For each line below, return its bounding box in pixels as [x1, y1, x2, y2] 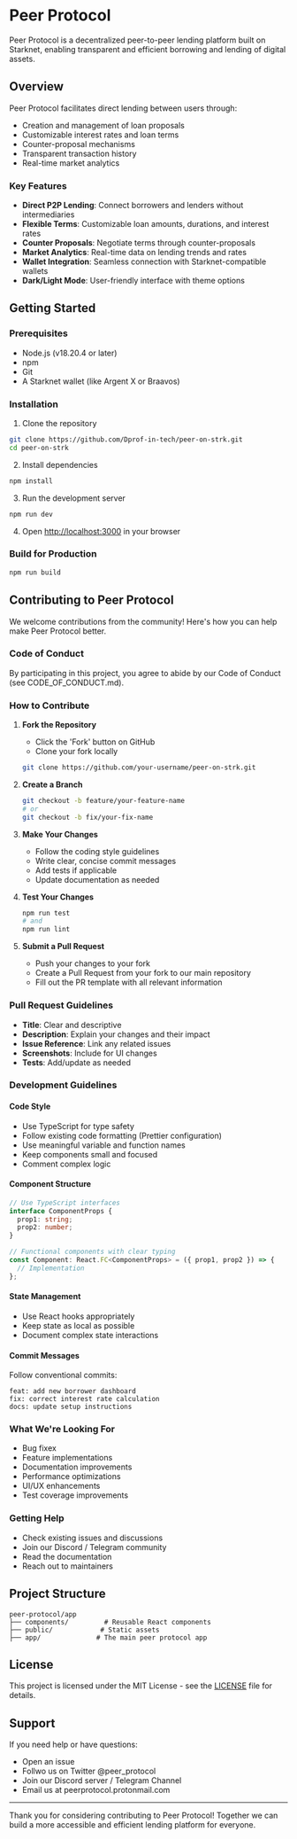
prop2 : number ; [17, 1223, 73, 1232]
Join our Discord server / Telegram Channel [21, 1775, 182, 1786]
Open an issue [21, 1757, 75, 1767]
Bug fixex [21, 1443, 57, 1453]
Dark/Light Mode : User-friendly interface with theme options [21, 276, 246, 286]
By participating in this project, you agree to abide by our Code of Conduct [9, 667, 281, 678]
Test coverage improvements [21, 1490, 129, 1500]
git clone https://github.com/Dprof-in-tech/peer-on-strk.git [9, 435, 243, 444]
